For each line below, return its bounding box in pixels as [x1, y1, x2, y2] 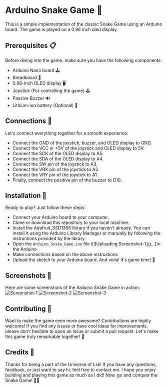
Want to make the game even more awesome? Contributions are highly [5, 317, 151, 323]
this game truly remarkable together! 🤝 [5, 333, 85, 339]
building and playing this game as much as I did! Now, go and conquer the [5, 372, 157, 378]
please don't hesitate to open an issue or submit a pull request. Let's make [5, 328, 158, 334]
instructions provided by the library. [12, 235, 86, 241]
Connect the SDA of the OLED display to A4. [12, 155, 104, 161]
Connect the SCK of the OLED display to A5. [12, 150, 103, 156]
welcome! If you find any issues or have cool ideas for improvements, [5, 323, 148, 329]
